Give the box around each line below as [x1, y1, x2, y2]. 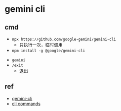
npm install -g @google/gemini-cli [11, 48, 85, 53]
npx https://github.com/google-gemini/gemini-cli [11, 37, 117, 42]
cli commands [11, 101, 40, 107]
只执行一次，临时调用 [19, 42, 63, 48]
